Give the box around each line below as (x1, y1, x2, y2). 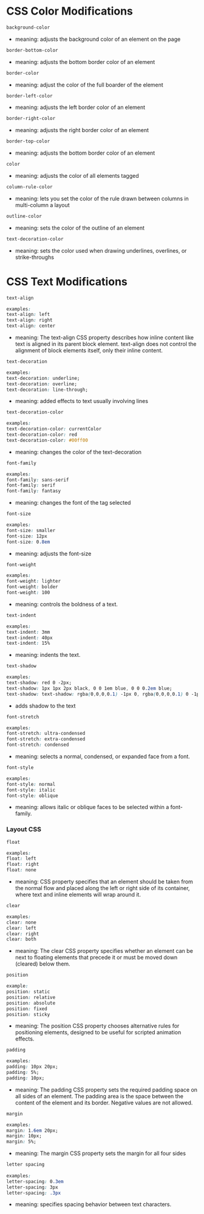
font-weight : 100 (6, 589, 50, 595)
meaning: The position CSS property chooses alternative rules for (15, 1022, 180, 1030)
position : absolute (6, 1000, 56, 1006)
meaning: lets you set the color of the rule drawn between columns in (15, 195, 189, 202)
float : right (6, 861, 39, 868)
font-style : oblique (6, 793, 59, 799)
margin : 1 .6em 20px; (6, 1128, 59, 1134)
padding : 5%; (6, 1070, 39, 1076)
